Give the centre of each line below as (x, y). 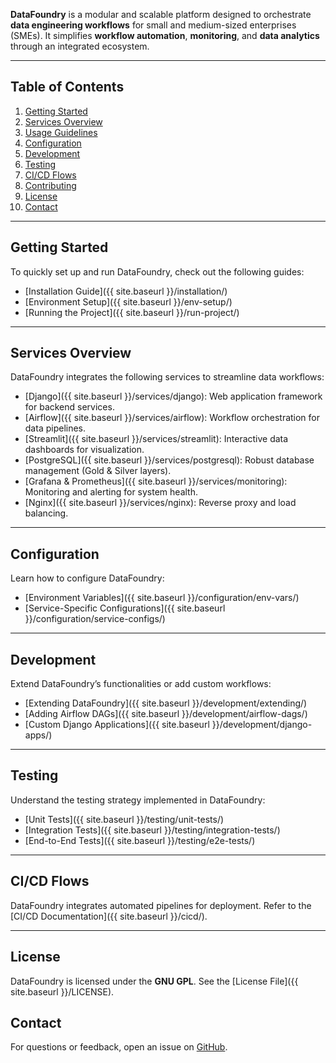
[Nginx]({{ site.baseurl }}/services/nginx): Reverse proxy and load (160, 503)
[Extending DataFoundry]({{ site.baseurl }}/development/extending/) (166, 703)
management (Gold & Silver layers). (98, 471)
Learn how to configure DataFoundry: (87, 578)
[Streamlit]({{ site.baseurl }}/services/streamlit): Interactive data (156, 439)
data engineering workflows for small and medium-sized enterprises (153, 25)
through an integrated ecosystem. (80, 46)
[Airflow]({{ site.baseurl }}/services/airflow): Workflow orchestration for (172, 418)
